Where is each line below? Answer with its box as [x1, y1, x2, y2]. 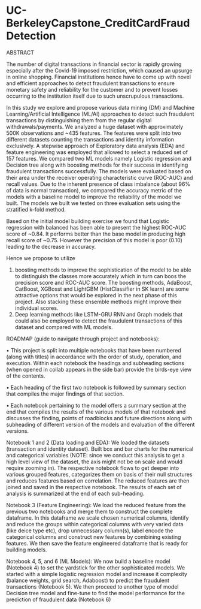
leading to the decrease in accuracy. [6, 243, 96, 250]
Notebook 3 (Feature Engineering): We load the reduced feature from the [6, 501, 186, 508]
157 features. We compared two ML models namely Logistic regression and [6, 155, 192, 162]
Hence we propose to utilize [6, 254, 76, 261]
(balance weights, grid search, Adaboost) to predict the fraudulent [6, 577, 169, 584]
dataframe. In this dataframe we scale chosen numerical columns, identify [6, 514, 189, 521]
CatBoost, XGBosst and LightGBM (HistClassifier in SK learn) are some [14, 285, 190, 293]
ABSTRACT [6, 49, 35, 56]
